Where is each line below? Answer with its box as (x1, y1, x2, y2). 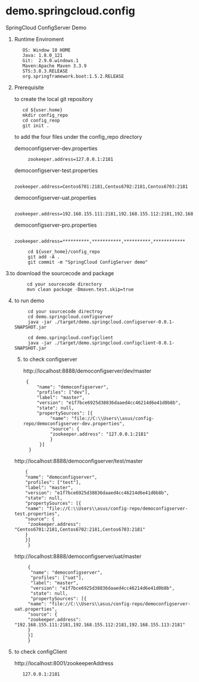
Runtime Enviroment (14, 35, 64, 42)
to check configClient (14, 648, 67, 655)
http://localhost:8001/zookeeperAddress (14, 659, 114, 666)
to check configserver (23, 355, 78, 363)
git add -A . (27, 254, 60, 260)
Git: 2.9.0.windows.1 (22, 57, 79, 63)
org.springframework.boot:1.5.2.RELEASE (22, 73, 125, 79)
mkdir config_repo (22, 112, 68, 118)
